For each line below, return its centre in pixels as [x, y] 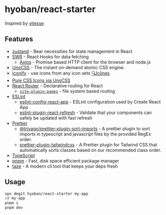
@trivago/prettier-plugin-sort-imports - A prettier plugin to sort [85, 128]
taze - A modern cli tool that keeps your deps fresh [65, 166]
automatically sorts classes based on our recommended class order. [90, 150]
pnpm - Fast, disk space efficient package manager [65, 160]
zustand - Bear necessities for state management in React [72, 51]
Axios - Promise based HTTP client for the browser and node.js [85, 62]
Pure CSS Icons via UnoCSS [41, 80]
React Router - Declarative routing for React [57, 86]
